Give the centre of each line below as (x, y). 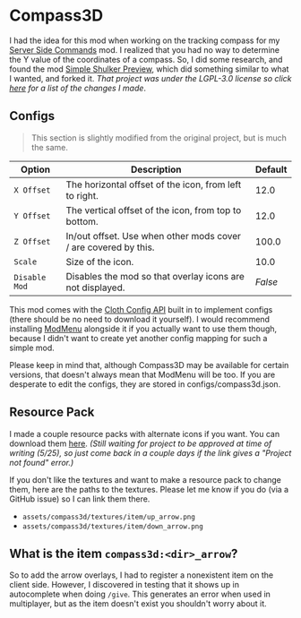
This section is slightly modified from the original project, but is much (159, 137)
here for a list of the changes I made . (77, 88)
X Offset (32, 190)
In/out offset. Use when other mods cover (154, 236)
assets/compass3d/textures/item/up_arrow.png (108, 517)
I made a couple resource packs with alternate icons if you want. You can (145, 433)
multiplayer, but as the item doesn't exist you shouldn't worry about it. (138, 604)
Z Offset (32, 241)
